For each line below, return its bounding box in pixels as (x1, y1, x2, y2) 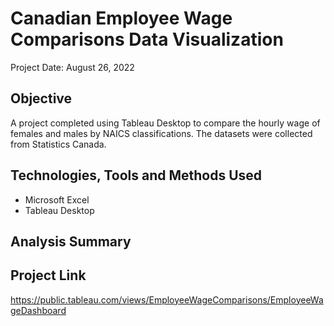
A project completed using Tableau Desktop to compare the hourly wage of (10, 117, 321, 129)
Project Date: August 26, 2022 (10, 61, 135, 73)
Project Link (10, 267, 87, 284)
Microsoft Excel (24, 193, 90, 206)
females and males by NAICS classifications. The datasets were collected (10, 127, 313, 139)
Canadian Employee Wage (10, 7, 233, 30)
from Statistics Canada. (10, 138, 107, 150)
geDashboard (10, 304, 67, 316)
